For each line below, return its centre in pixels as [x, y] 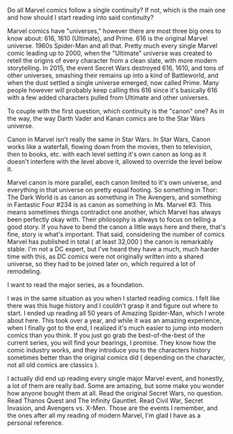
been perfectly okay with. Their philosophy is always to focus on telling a [112, 219]
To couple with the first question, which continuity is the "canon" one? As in [116, 111]
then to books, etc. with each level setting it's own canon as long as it [107, 154]
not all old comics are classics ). [53, 365]
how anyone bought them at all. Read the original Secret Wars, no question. [115, 393]
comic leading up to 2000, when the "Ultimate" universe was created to [110, 53]
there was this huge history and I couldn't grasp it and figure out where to [113, 305]
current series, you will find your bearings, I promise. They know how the [112, 343]
